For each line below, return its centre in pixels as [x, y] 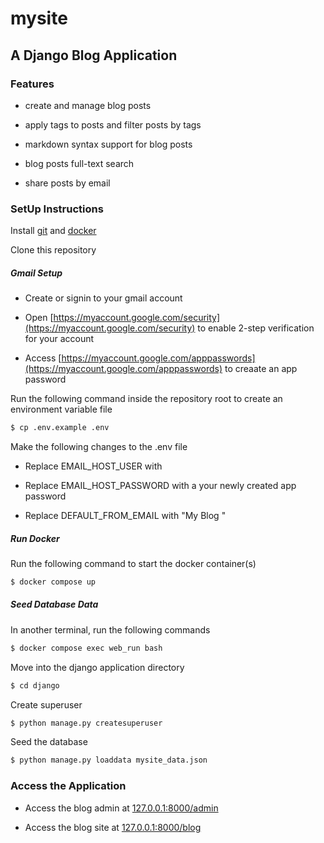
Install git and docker [53, 231]
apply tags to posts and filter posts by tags [113, 124]
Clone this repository [53, 250]
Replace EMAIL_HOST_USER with [93, 466]
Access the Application [68, 786]
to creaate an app [261, 369]
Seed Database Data [54, 604]
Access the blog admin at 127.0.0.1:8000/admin [121, 808]
